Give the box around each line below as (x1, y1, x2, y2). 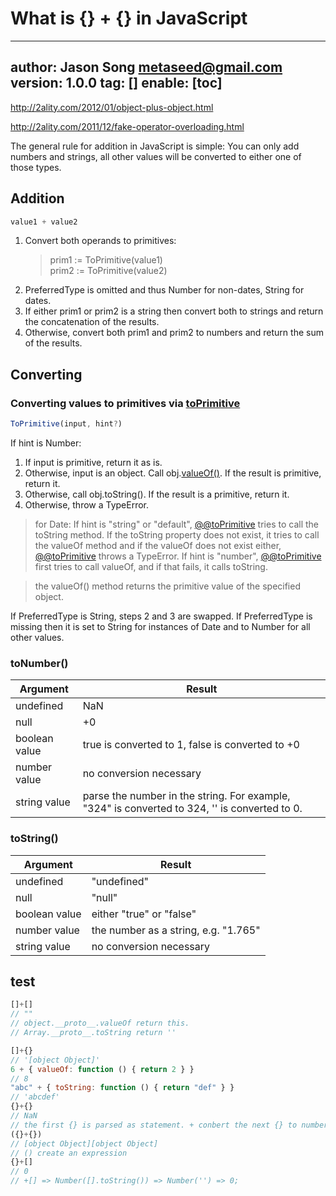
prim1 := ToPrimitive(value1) (49, 254, 163, 266)
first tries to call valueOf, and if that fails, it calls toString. (34, 561, 268, 572)
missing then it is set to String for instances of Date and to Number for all (10, 621, 311, 632)
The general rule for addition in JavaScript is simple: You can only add (10, 140, 300, 152)
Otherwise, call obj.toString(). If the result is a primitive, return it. (24, 488, 290, 500)
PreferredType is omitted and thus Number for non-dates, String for (24, 284, 305, 296)
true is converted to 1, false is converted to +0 (82, 738, 300, 752)
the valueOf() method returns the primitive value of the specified (34, 580, 301, 592)
